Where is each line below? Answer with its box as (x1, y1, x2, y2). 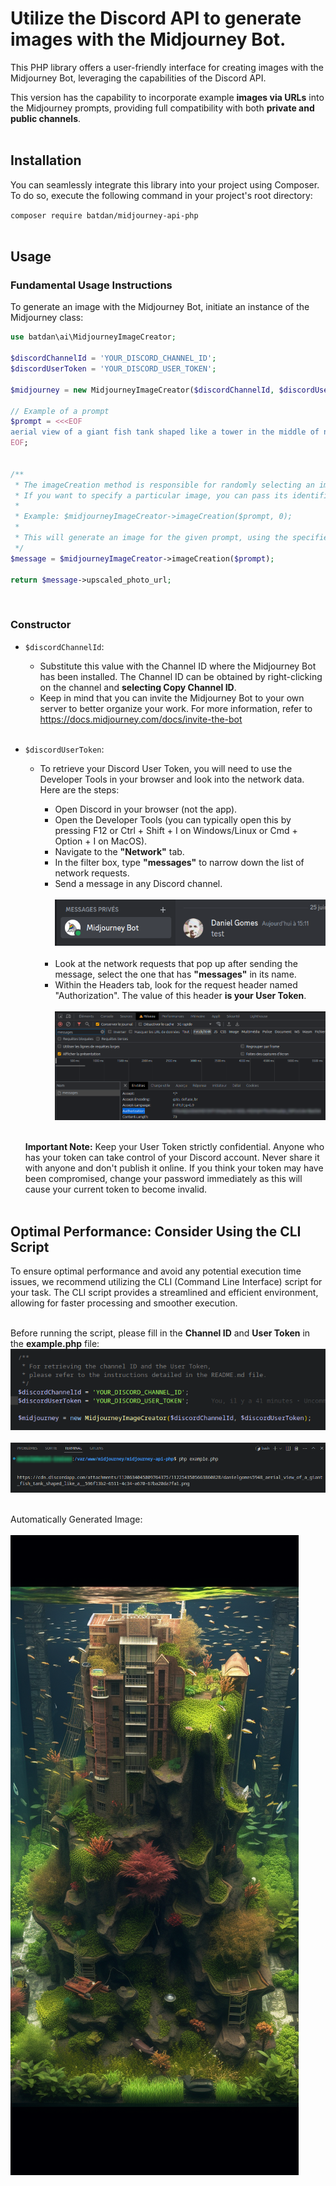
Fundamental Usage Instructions (10, 278, 173, 292)
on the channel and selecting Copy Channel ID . (39, 681, 237, 693)
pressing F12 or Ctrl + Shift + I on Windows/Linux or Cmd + (54, 824, 298, 836)
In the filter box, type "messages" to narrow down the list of (54, 856, 305, 868)
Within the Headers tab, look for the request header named (54, 978, 298, 991)
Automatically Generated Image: (10, 1513, 143, 1526)
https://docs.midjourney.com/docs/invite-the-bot (39, 713, 243, 725)
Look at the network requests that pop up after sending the (54, 957, 298, 969)
